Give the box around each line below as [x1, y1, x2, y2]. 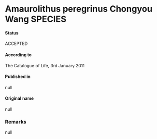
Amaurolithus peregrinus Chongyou [5, 3, 153, 15]
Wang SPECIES [5, 14, 67, 25]
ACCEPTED [5, 41, 28, 46]
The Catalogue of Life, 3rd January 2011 [5, 62, 85, 68]
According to [5, 52, 32, 58]
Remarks [5, 118, 27, 125]
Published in [5, 74, 30, 79]
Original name [5, 95, 34, 101]
